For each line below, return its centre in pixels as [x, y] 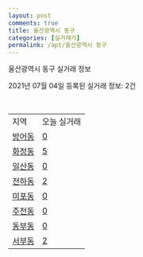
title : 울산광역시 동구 [42, 30]
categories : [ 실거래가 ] [44, 38]
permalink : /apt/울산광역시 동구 [58, 45]
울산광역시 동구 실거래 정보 [50, 69]
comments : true [33, 23]
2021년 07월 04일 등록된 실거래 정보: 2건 [72, 86]
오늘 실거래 [62, 122]
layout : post [30, 16]
